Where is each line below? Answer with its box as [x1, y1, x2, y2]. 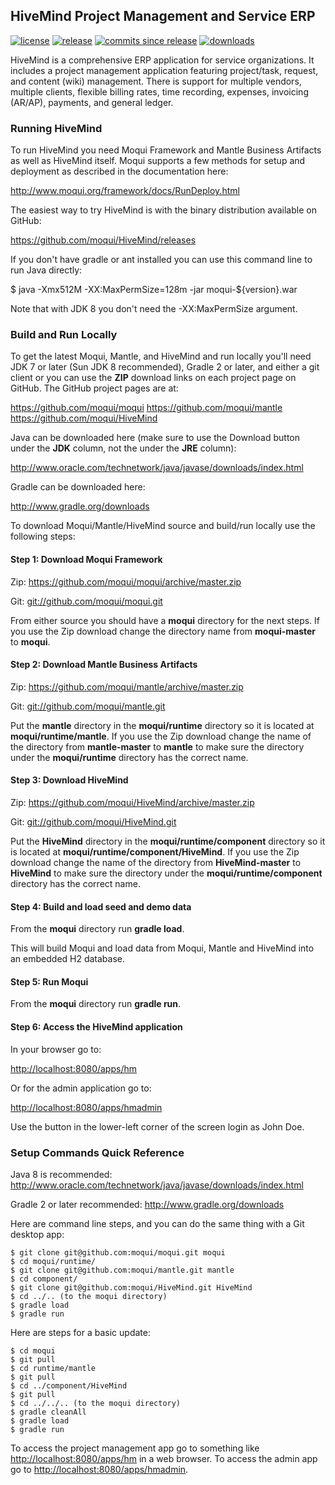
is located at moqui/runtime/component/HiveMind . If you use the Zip [10, 846, 300, 858]
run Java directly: [10, 264, 83, 276]
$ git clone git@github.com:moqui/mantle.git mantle [10, 1265, 235, 1275]
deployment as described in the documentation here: [10, 165, 229, 178]
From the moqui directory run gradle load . [10, 923, 185, 935]
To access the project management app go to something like [10, 1442, 260, 1454]
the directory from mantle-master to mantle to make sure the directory [10, 740, 305, 753]
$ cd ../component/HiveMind [10, 1380, 128, 1391]
